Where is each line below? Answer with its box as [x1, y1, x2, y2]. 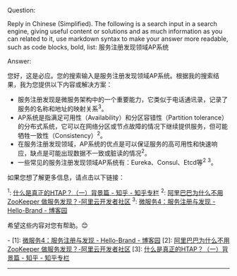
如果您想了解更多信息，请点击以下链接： [7, 172, 125, 182]
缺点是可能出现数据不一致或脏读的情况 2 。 [30, 148, 151, 157]
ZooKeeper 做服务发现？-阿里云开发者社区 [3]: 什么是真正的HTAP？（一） [7, 244, 222, 253]
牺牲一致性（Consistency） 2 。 [17, 130, 107, 139]
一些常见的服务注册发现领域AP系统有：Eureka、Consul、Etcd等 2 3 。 [17, 156, 217, 166]
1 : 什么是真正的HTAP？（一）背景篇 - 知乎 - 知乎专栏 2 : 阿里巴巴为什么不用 [7, 187, 224, 196]
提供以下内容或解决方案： [37, 80, 113, 89]
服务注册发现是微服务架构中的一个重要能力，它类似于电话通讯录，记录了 [17, 95, 228, 103]
